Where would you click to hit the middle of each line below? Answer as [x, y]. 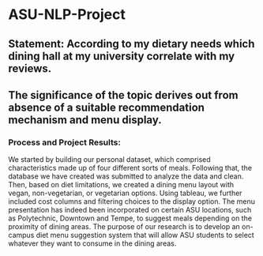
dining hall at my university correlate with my [122, 56]
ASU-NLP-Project [67, 15]
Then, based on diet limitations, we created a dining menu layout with [121, 185]
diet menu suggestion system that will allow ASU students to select [145, 235]
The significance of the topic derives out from [123, 95]
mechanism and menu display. [85, 120]
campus [21, 235]
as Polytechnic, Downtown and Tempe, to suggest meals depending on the [130, 218]
